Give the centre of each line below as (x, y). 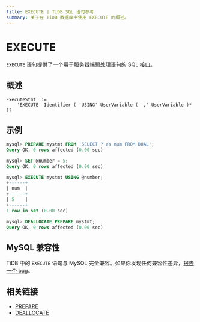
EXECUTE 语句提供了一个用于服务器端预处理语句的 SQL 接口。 (81, 64)
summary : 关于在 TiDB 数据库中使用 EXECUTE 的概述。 (68, 17)
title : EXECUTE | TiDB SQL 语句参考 (50, 12)
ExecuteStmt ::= (26, 100)
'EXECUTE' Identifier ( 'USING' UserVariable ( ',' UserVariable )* (105, 105)
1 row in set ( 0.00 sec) (37, 211)
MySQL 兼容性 (33, 247)
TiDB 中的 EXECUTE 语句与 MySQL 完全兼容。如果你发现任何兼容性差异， (95, 263)
